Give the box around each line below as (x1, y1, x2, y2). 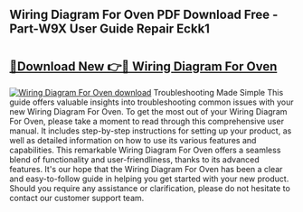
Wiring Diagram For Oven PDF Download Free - (9, 7, 279, 23)
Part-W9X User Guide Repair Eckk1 (9, 22, 211, 37)
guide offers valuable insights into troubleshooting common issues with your (9, 97, 294, 107)
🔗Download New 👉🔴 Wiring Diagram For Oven (9, 59, 278, 74)
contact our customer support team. (9, 193, 145, 203)
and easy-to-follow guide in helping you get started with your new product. (9, 173, 289, 184)
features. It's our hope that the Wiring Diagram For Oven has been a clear (9, 164, 283, 174)
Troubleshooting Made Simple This (153, 88, 284, 97)
